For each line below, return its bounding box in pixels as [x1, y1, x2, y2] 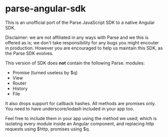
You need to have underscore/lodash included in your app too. [5, 106, 134, 112]
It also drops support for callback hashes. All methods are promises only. [5, 100, 156, 106]
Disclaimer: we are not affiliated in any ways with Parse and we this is [5, 34, 149, 40]
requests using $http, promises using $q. [5, 126, 90, 132]
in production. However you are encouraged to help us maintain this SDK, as [5, 45, 163, 51]
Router [12, 80, 27, 86]
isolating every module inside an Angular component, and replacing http [5, 121, 154, 127]
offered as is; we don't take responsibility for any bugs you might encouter [5, 39, 159, 45]
